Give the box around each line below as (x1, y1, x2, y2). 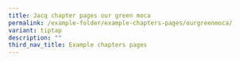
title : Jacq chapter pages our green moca (8, 11, 151, 20)
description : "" (8, 33, 62, 42)
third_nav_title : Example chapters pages (8, 41, 148, 49)
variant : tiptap (8, 26, 62, 34)
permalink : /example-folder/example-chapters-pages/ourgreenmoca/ (8, 19, 233, 27)
